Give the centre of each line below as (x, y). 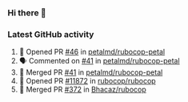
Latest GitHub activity (51, 34)
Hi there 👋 (27, 13)
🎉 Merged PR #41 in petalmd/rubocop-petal (91, 72)
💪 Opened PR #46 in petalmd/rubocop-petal (92, 52)
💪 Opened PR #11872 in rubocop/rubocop (88, 81)
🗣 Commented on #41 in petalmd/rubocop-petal (100, 61)
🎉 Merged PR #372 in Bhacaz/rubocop (83, 90)
